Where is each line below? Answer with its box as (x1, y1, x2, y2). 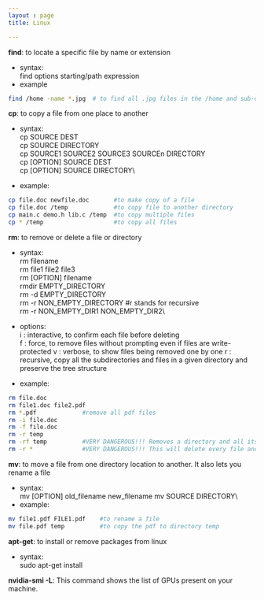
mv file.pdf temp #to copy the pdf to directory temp (8, 522, 220, 530)
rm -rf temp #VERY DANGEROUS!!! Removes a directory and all (8, 438, 244, 446)
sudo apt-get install (19, 560, 83, 569)
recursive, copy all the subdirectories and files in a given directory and (19, 355, 248, 365)
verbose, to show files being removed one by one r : (62, 346, 232, 356)
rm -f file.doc (8, 423, 58, 431)
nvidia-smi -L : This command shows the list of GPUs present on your (8, 576, 233, 585)
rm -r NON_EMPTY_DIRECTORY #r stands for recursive (19, 298, 200, 307)
